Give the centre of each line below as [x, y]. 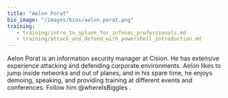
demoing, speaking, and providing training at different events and [100, 80]
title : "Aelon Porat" [38, 13]
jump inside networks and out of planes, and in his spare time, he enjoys [110, 73]
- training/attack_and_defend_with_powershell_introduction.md [109, 39]
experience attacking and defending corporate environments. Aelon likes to [114, 66]
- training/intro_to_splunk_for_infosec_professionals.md [101, 33]
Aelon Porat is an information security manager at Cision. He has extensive [113, 58]
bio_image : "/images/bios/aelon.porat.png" [71, 20]
